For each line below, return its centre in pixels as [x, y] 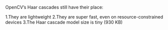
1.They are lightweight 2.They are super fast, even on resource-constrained [84, 17]
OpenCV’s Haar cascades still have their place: [54, 7]
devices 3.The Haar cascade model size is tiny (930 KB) [64, 22]
